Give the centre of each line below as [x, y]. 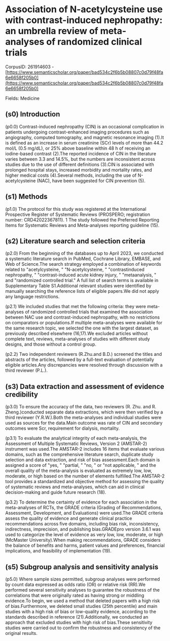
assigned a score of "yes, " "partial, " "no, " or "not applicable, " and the [81, 465]
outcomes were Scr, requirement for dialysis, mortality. [63, 428]
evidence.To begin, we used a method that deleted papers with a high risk [83, 601]
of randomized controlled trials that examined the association [89, 312]
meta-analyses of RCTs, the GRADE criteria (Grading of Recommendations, [84, 508]
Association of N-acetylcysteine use [84, 9]
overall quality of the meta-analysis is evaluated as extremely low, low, [79, 471]
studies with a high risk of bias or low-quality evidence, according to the [81, 611]
